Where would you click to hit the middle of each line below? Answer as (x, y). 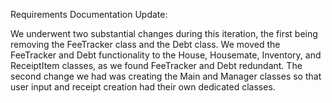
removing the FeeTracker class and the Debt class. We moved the (145, 44)
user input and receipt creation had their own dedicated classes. (143, 87)
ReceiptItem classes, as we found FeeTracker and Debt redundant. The (156, 65)
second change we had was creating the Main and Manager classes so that (166, 76)
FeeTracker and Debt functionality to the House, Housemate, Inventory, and (166, 55)
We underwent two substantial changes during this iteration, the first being (164, 33)
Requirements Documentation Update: (89, 14)
